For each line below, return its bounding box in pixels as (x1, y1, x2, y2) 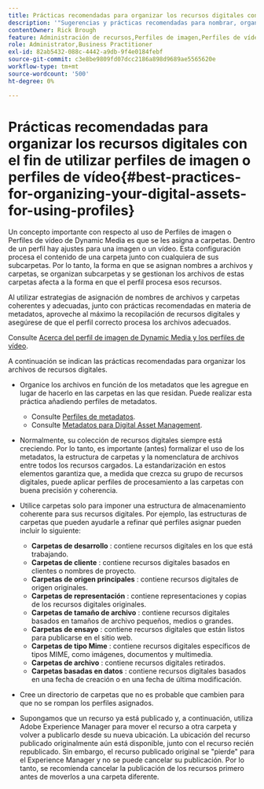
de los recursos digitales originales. (31, 600, 147, 609)
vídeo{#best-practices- (82, 168, 242, 185)
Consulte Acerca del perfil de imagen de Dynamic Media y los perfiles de (8, 333, 245, 343)
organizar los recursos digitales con (8, 134, 247, 152)
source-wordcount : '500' (8, 70, 90, 78)
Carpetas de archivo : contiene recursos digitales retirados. (31, 658, 225, 668)
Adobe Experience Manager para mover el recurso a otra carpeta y (19, 722, 237, 732)
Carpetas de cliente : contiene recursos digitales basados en (31, 558, 230, 567)
